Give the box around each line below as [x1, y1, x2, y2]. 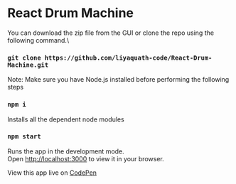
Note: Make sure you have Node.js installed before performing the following [7, 75, 230, 84]
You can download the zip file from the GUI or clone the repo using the [7, 28, 215, 37]
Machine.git [7, 60, 49, 69]
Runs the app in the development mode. [7, 147, 124, 156]
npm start [7, 133, 41, 141]
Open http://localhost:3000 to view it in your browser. [7, 154, 165, 163]
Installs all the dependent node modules [7, 115, 124, 124]
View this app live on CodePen [7, 168, 97, 177]
